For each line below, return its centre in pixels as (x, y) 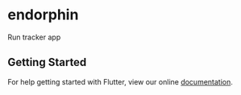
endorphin (43, 15)
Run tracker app (34, 37)
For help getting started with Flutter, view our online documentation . (120, 81)
